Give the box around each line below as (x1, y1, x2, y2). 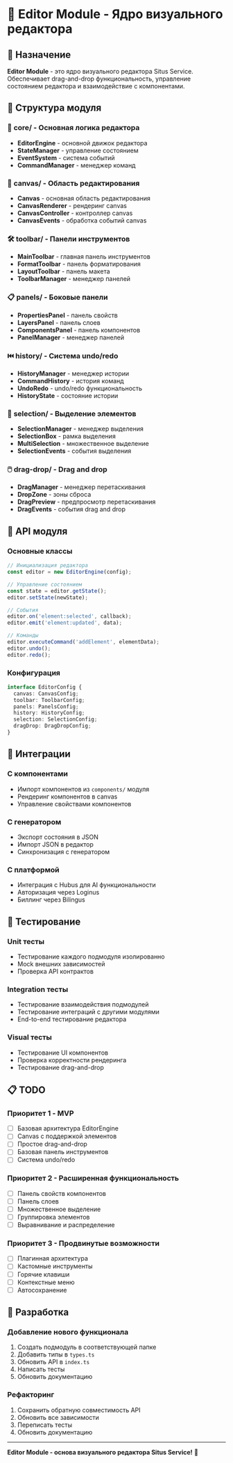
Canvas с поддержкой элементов (17, 1132, 117, 1140)
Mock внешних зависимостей (17, 959, 105, 968)
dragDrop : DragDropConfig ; (13, 723, 92, 730)
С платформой (7, 865, 60, 874)
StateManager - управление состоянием (17, 146, 139, 154)
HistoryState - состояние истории (17, 391, 119, 399)
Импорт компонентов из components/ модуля (17, 785, 150, 793)
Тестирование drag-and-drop (17, 1063, 104, 1071)
